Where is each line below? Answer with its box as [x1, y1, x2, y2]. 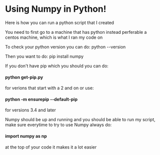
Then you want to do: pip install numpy [5, 53, 84, 59]
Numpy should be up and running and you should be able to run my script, [5, 117, 156, 123]
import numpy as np [5, 133, 47, 139]
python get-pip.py [5, 74, 43, 80]
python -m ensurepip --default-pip [5, 96, 78, 102]
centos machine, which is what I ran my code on [5, 34, 103, 40]
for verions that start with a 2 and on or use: [5, 85, 94, 91]
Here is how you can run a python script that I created [5, 20, 114, 26]
